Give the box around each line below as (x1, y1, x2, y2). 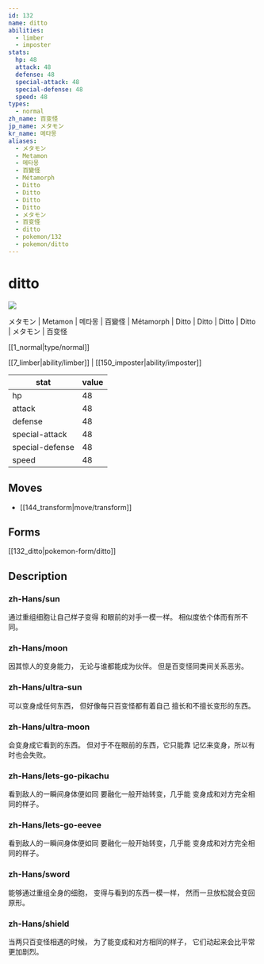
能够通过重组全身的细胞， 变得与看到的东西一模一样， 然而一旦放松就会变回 (8, 888, 255, 897)
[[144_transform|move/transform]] (19, 502, 132, 512)
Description (8, 569, 67, 583)
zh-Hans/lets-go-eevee (8, 820, 101, 831)
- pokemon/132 (15, 233, 62, 241)
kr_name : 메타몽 (8, 129, 57, 137)
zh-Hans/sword (8, 869, 71, 880)
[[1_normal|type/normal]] (8, 342, 90, 351)
